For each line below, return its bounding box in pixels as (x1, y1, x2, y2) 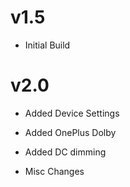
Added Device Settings (24, 107, 120, 119)
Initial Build (24, 39, 71, 51)
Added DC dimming (24, 146, 107, 158)
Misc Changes (24, 165, 85, 177)
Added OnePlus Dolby (24, 126, 117, 138)
